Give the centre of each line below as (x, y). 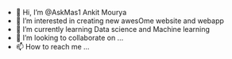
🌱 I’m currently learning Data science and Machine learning (113, 29)
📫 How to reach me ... (52, 47)
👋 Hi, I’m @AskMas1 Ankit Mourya (71, 12)
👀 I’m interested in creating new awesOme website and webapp (120, 21)
